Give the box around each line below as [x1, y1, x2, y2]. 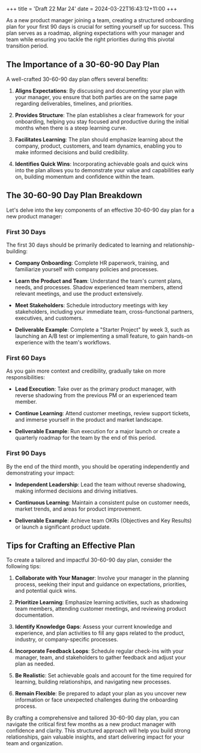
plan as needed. [14, 660, 55, 668]
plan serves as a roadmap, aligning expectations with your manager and [6, 29, 185, 37]
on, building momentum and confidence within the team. [14, 173, 155, 180]
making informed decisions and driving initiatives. [14, 487, 138, 494]
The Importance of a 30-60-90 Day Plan [6, 59, 160, 70]
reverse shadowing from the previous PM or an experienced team [14, 392, 178, 399]
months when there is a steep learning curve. [14, 124, 127, 131]
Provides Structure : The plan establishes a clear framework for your [14, 111, 185, 119]
